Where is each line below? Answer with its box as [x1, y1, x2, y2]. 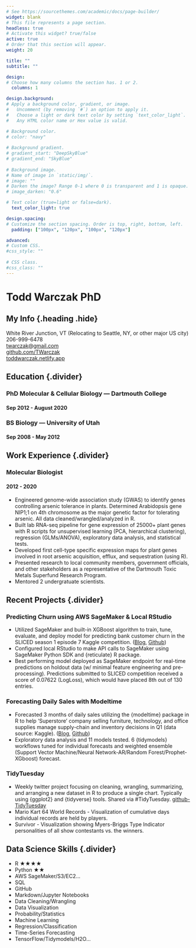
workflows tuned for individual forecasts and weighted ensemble [14, 742, 173, 749]
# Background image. [6, 167, 57, 173]
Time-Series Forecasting [14, 929, 76, 936]
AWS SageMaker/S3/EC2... [14, 872, 81, 879]
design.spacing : [6, 215, 46, 222]
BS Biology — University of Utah [6, 419, 100, 427]
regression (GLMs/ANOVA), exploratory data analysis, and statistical [14, 533, 181, 541]
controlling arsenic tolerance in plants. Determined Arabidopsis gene [14, 502, 182, 509]
